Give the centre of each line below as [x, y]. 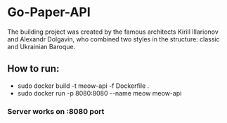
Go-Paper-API [49, 12]
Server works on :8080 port [56, 111]
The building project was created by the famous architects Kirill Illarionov [113, 32]
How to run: [33, 69]
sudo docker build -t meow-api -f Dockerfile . [83, 86]
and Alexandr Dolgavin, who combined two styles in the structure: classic [113, 39]
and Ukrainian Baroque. [41, 46]
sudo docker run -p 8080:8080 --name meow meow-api [99, 93]
